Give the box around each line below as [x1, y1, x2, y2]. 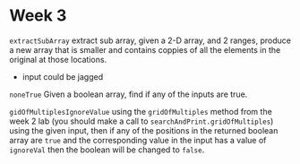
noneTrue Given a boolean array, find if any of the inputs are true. [9, 89, 248, 99]
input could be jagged [21, 71, 104, 82]
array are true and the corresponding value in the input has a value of [9, 134, 267, 145]
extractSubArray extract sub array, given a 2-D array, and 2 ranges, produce [9, 35, 291, 46]
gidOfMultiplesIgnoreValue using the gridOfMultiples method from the [9, 106, 273, 117]
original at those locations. [9, 54, 107, 65]
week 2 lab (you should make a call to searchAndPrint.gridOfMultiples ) [9, 116, 274, 126]
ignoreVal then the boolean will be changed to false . [9, 144, 205, 155]
